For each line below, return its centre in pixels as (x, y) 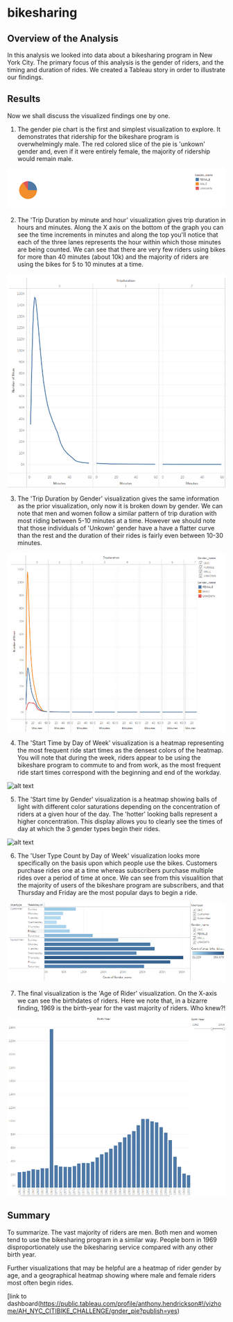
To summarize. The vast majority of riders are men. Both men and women (112, 1232)
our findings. (25, 77)
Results (24, 99)
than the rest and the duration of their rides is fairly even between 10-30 (120, 535)
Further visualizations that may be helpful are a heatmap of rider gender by (114, 1268)
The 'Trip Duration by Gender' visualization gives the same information (118, 499)
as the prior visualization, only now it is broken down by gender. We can (120, 505)
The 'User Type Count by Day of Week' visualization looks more (109, 855)
